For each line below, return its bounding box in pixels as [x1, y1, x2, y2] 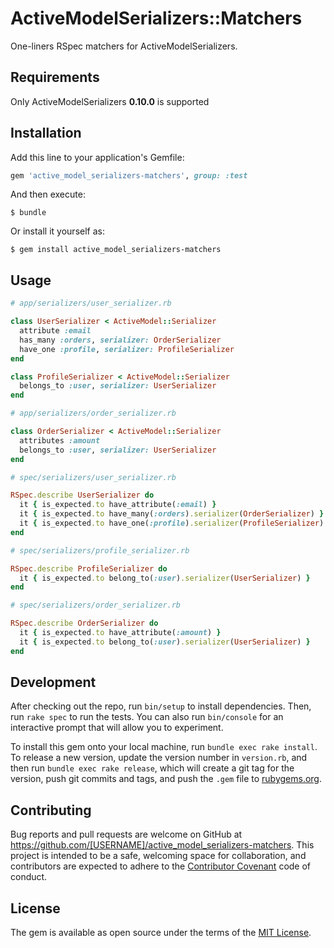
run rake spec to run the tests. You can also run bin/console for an [10, 711, 284, 723]
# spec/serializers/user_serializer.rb [10, 472, 177, 482]
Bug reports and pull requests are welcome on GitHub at [10, 828, 243, 841]
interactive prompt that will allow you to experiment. [10, 722, 224, 734]
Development [10, 674, 97, 691]
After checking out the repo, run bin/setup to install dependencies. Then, [10, 700, 312, 712]
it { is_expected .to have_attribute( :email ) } [19, 500, 217, 510]
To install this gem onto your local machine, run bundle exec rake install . [10, 741, 318, 753]
